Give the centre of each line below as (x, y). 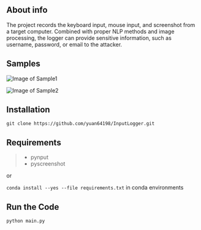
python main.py (26, 221)
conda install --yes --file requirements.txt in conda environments (95, 188)
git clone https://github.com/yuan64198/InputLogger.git (81, 124)
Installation (28, 110)
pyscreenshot (48, 164)
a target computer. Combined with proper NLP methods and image (90, 31)
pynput (40, 157)
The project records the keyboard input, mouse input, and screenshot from (101, 25)
